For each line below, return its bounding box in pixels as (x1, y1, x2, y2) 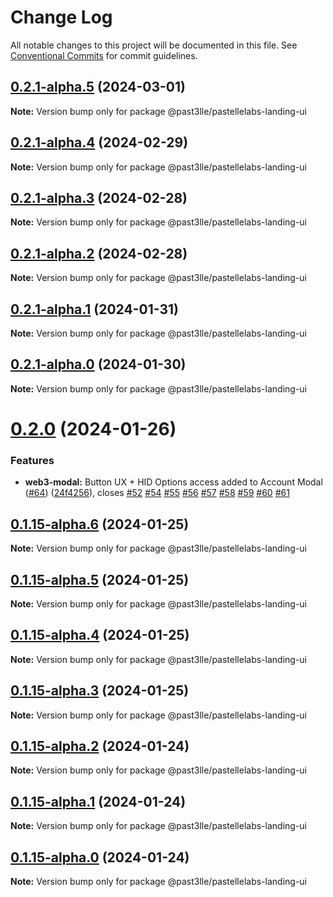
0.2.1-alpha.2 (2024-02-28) (10, 245, 188, 262)
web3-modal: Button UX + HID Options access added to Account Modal (24, 476, 323, 488)
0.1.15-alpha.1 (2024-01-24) (10, 793, 187, 810)
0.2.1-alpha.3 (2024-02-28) (10, 189, 188, 206)
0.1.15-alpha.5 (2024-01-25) (10, 571, 190, 588)
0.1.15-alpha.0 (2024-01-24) (10, 849, 190, 866)
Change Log (10, 6, 113, 29)
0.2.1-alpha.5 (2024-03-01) (10, 79, 186, 96)
